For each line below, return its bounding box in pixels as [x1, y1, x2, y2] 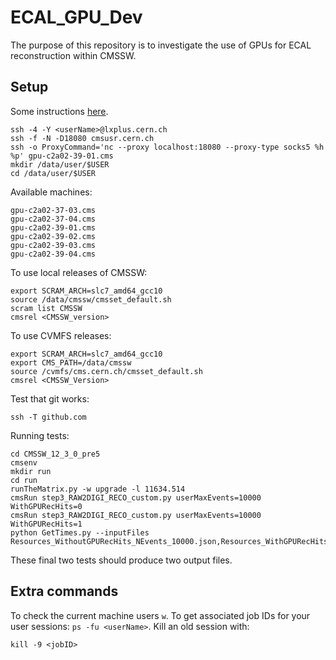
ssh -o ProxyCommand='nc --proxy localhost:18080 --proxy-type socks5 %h [10, 142, 325, 152]
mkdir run [10, 466, 52, 476]
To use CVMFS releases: [10, 329, 112, 341]
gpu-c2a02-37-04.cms [10, 214, 97, 224]
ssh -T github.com [10, 412, 87, 422]
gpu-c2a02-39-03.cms [10, 240, 97, 250]
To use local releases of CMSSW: [10, 266, 148, 278]
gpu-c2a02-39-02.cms [10, 231, 97, 241]
